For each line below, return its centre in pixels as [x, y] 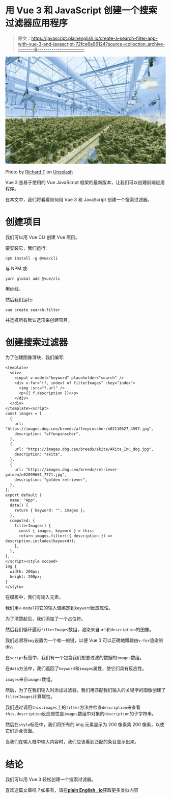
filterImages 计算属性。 [30, 697]
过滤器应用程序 [37, 23]
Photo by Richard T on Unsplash [39, 172]
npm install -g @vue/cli [32, 258]
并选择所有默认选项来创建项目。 [39, 320]
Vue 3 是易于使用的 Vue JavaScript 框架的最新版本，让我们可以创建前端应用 [85, 182]
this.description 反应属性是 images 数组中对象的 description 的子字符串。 [81, 714]
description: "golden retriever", [51, 480]
